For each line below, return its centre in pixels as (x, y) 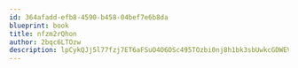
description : (33, 50)
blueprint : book (39, 26)
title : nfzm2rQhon (43, 34)
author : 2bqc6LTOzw (45, 42)
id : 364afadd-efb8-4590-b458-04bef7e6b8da (89, 17)
